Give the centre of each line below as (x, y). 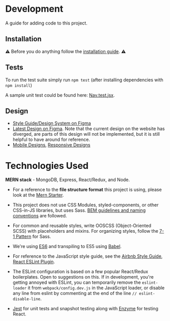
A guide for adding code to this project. (46, 23)
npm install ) (19, 85)
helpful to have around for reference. (51, 140)
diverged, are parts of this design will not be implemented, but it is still (86, 134)
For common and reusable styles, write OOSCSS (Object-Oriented (82, 226)
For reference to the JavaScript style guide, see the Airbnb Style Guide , (88, 256)
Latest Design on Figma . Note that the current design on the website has (89, 129)
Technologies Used (47, 166)
